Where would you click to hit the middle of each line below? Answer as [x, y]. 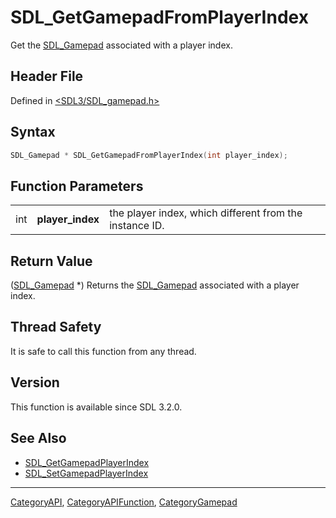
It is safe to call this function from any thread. [103, 351]
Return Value [51, 261]
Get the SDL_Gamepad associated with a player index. [121, 45]
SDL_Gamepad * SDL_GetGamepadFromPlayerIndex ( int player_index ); [149, 155]
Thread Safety [56, 327]
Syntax [33, 132]
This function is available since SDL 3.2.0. [96, 407]
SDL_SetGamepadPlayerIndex [86, 473]
